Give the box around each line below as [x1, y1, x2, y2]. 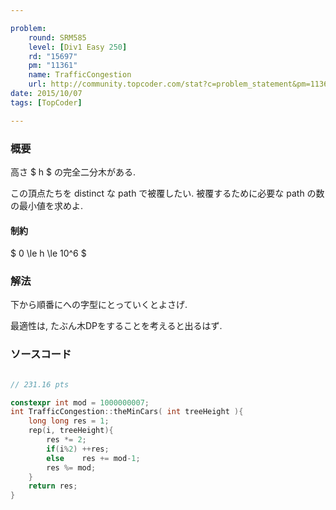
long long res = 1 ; [28, 416, 110, 426]
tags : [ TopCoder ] [10, 97, 83, 108]
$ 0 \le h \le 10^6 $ [10, 247, 87, 260]
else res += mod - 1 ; [46, 453, 141, 463]
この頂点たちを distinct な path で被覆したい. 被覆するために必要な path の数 [10, 187, 325, 199]
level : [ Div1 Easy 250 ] [28, 42, 128, 52]
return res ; [28, 481, 78, 491]
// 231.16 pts [10, 379, 70, 390]
